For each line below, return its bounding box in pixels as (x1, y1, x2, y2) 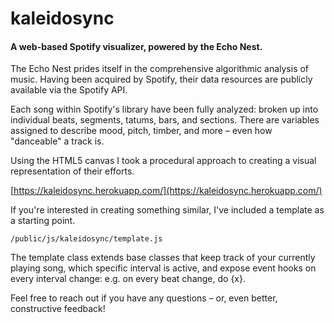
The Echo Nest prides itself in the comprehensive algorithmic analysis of (10, 63, 310, 75)
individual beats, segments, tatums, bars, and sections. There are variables (10, 114, 320, 126)
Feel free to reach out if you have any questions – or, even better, (10, 292, 278, 304)
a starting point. (10, 215, 76, 227)
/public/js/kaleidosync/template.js (10, 234, 163, 244)
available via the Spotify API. (10, 84, 128, 96)
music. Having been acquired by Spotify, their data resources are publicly (10, 73, 313, 86)
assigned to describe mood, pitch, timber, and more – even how (10, 125, 273, 137)
